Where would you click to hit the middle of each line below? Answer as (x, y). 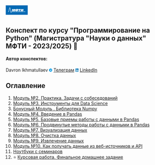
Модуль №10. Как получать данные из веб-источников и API (78, 146)
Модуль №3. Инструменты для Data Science (60, 103)
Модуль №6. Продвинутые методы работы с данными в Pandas (81, 125)
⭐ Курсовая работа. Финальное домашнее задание (68, 157)
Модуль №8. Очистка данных (44, 135)
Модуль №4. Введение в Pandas (47, 114)
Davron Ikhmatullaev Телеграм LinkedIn (51, 70)
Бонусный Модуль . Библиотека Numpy (55, 109)
